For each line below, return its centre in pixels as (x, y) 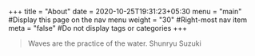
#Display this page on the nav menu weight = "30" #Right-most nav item (128, 20)
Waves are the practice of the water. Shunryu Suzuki (114, 43)
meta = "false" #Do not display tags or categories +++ (98, 28)
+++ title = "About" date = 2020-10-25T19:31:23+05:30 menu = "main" (125, 11)
